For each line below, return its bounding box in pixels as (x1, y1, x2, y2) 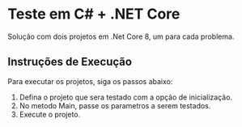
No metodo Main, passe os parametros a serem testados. (19, 100, 211, 110)
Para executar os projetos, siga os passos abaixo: (7, 76, 173, 86)
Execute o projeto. (19, 109, 81, 119)
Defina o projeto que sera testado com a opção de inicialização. (19, 92, 232, 102)
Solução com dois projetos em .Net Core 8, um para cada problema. (7, 32, 235, 41)
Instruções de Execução (7, 55, 133, 69)
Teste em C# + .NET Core (7, 5, 180, 23)
